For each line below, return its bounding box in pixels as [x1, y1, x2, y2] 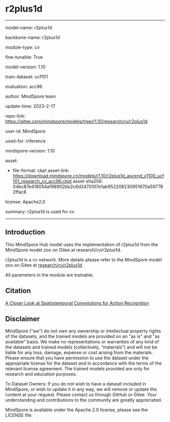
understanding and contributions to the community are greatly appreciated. [5, 397, 162, 403]
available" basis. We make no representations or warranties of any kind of [5, 339, 159, 345]
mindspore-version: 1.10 [5, 147, 55, 154]
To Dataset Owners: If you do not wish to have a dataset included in [5, 381, 147, 387]
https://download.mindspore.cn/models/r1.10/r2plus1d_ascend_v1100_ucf [12, 173, 164, 179]
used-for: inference [5, 138, 46, 144]
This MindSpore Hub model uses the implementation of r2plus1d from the [5, 241, 158, 247]
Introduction [5, 228, 46, 237]
